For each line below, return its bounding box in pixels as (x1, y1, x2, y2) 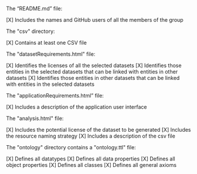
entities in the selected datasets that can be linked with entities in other (6, 68, 178, 75)
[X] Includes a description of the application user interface (6, 103, 147, 111)
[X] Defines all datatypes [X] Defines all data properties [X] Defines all (6, 155, 175, 162)
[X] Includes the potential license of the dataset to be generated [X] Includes (6, 126, 192, 133)
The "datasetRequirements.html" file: (6, 51, 96, 58)
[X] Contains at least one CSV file (6, 39, 87, 46)
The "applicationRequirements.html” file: (6, 92, 104, 99)
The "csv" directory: (6, 28, 55, 35)
